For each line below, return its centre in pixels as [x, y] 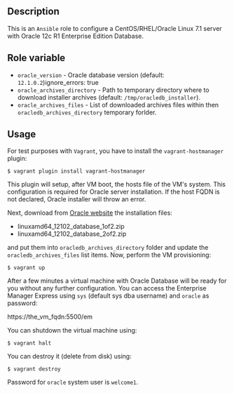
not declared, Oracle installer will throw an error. [77, 199]
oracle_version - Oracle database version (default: [91, 75]
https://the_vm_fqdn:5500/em [50, 317]
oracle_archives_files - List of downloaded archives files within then [118, 105]
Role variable [36, 58]
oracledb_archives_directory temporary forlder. [87, 112]
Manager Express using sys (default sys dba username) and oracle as [108, 296]
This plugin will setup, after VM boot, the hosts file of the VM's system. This [117, 185]
